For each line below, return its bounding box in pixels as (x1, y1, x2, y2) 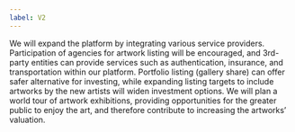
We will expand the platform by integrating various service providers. (9, 38, 265, 48)
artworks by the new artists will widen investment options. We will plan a (9, 85, 278, 96)
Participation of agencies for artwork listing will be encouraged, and (9, 47, 261, 58)
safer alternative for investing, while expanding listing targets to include (9, 75, 274, 86)
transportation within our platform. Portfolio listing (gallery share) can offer (9, 66, 285, 77)
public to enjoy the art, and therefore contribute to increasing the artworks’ (9, 104, 287, 115)
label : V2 (9, 13, 47, 22)
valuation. (9, 114, 46, 125)
